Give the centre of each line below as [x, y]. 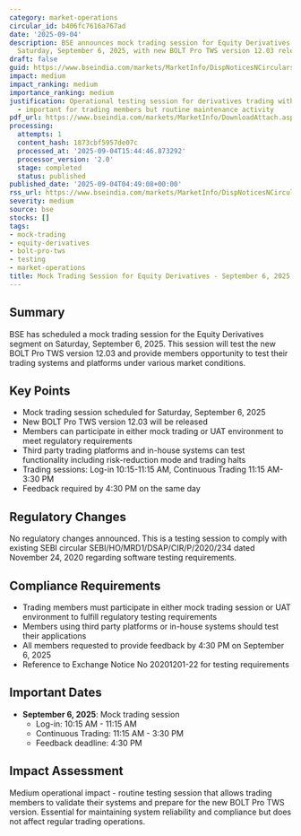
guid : [19, 68]
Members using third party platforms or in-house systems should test [150, 626]
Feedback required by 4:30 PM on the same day [112, 489]
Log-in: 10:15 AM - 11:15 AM [86, 724]
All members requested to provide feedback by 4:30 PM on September [153, 645]
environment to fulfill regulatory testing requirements [120, 617]
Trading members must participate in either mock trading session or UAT [156, 607]
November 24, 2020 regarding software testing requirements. [123, 558]
